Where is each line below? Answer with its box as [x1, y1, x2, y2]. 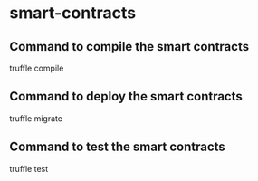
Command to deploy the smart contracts [9, 89, 243, 104]
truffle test [9, 163, 49, 174]
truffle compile [9, 62, 64, 73]
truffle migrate [9, 112, 63, 124]
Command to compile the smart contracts [9, 39, 250, 54]
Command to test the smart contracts [9, 139, 226, 155]
